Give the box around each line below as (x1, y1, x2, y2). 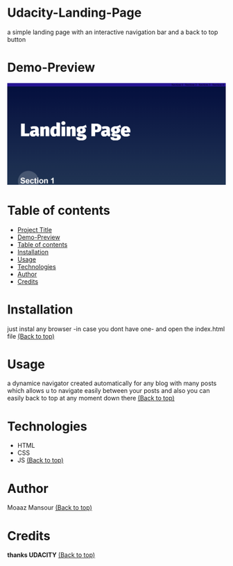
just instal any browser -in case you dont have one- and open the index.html (7, 325, 225, 333)
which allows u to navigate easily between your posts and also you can (7, 387, 210, 395)
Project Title (17, 225, 52, 234)
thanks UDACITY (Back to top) (7, 551, 96, 559)
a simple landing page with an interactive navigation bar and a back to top (7, 28, 218, 36)
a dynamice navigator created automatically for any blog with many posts (7, 379, 217, 387)
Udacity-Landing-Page (7, 5, 142, 21)
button (7, 35, 26, 43)
